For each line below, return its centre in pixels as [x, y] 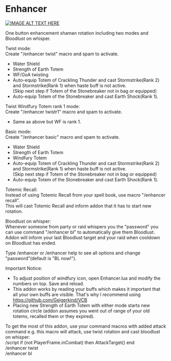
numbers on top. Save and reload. [48, 283]
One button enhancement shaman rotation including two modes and [77, 33]
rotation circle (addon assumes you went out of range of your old [81, 311]
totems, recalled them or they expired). [54, 316]
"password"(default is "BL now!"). [41, 258]
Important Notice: [24, 268]
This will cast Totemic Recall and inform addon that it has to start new [78, 206]
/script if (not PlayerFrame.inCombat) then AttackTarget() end [70, 342]
